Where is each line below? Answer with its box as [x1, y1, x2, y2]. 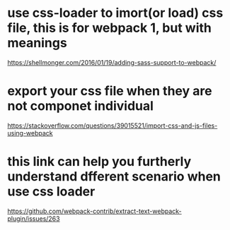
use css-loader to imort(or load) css [7, 5, 224, 21]
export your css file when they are [7, 83, 212, 99]
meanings [7, 35, 67, 51]
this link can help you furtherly [7, 154, 192, 170]
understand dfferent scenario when [7, 169, 221, 185]
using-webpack [7, 128, 53, 137]
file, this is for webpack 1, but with [7, 20, 212, 36]
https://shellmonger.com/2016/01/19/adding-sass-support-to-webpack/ [7, 58, 217, 66]
